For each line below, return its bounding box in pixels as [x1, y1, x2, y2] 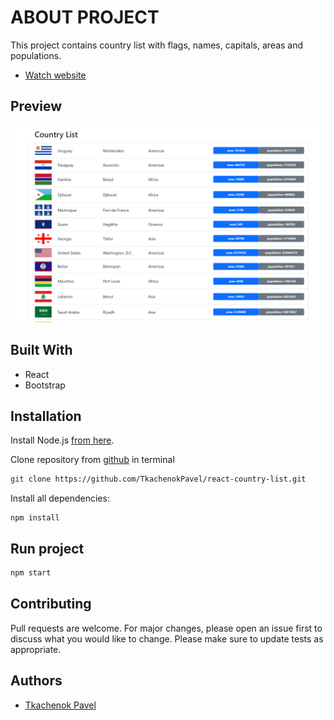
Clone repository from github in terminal [10, 454, 175, 466]
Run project [10, 540, 85, 557]
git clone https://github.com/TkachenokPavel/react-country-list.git [10, 474, 307, 485]
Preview [10, 98, 63, 115]
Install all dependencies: [10, 492, 110, 505]
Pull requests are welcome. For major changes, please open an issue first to [10, 622, 323, 634]
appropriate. [10, 643, 62, 655]
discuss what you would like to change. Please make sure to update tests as [10, 632, 324, 645]
